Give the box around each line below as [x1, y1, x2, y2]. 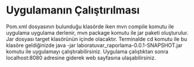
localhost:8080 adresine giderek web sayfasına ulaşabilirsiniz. [6, 54, 156, 61]
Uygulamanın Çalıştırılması [6, 4, 140, 17]
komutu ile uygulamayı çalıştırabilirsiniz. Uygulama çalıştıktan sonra [6, 48, 169, 55]
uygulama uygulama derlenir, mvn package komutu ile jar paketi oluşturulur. [6, 29, 189, 36]
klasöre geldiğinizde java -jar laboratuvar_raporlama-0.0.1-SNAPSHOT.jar [6, 42, 183, 49]
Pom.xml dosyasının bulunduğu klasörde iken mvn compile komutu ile [6, 23, 174, 30]
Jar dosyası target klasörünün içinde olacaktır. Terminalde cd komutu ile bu [6, 35, 188, 42]
